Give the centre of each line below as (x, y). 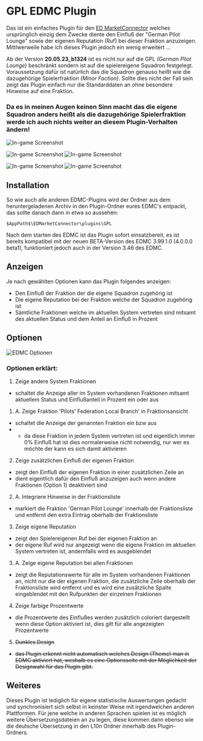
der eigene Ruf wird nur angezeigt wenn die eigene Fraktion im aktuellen (105, 545)
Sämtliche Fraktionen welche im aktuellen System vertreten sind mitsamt (105, 312)
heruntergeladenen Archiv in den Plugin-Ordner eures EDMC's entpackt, (97, 206)
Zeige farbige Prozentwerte (49, 605)
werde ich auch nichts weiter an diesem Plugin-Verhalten (92, 122)
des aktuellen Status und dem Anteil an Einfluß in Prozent (86, 318)
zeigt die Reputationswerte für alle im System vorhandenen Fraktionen (102, 575)
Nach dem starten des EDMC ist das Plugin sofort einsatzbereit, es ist (93, 235)
